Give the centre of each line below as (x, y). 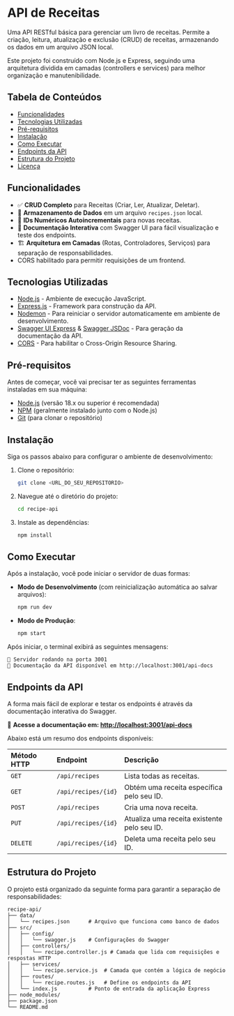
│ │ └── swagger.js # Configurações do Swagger (88, 940)
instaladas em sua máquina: (47, 389)
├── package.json (32, 1001)
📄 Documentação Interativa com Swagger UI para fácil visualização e (118, 227)
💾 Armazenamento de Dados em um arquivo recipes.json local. (110, 212)
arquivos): (32, 595)
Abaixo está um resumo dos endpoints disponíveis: (80, 738)
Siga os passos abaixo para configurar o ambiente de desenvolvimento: (110, 456)
